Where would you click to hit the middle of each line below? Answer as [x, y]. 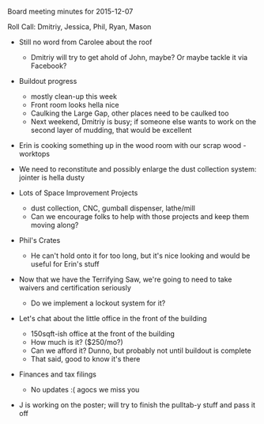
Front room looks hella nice [75, 105]
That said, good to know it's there [85, 359]
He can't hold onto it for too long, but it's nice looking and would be [140, 256]
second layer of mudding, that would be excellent [111, 130]
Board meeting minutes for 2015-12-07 [70, 11]
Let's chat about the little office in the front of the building [113, 318]
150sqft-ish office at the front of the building [103, 334]
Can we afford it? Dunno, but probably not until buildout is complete [141, 350]
